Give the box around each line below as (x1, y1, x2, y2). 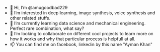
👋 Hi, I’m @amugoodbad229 (9, 5, 68, 10)
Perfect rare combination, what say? (9, 26, 84, 31)
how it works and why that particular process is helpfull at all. (9, 36, 136, 42)
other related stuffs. (9, 15, 51, 21)
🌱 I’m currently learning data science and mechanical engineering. (9, 20, 146, 26)
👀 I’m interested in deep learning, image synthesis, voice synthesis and (9, 10, 156, 16)
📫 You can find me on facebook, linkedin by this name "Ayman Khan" (9, 42, 153, 47)
